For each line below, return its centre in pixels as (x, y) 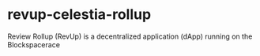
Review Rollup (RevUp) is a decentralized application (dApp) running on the (130, 36)
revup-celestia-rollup (79, 15)
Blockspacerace (34, 44)
